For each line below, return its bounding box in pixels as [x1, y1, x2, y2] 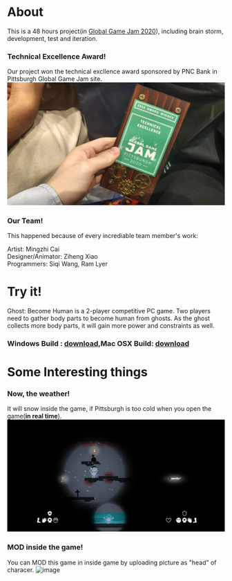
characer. [7, 565, 35, 574]
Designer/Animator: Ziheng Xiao [7, 252, 98, 261]
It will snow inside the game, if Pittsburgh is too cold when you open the [7, 405, 212, 413]
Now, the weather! [7, 389, 70, 398]
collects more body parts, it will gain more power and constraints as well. [7, 321, 215, 329]
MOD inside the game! [7, 542, 84, 552]
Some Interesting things [7, 365, 148, 380]
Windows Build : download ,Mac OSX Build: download [7, 338, 190, 348]
